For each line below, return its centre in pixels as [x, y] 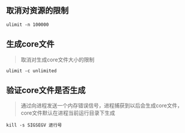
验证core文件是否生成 [46, 90]
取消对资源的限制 [37, 11]
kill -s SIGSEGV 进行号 [34, 125]
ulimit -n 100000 [28, 25]
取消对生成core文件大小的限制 [58, 59]
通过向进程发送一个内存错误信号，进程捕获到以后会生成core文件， [101, 106]
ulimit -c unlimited [32, 71]
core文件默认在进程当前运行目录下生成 [68, 113]
